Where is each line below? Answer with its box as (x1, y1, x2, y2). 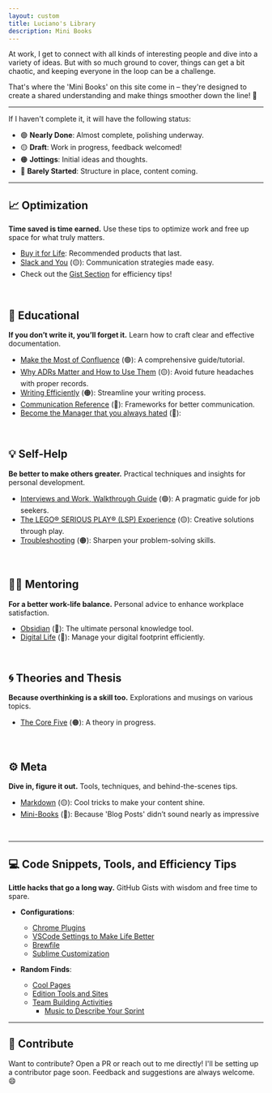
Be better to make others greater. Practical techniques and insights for (8, 468, 246, 479)
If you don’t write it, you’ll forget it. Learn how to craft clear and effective (8, 330, 255, 339)
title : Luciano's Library (8, 19, 96, 28)
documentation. (8, 338, 62, 348)
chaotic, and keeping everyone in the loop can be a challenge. (8, 67, 216, 76)
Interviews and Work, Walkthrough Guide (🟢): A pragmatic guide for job (19, 493, 261, 503)
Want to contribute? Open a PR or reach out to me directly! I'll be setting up (8, 1058, 259, 1068)
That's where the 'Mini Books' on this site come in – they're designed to (8, 82, 247, 92)
